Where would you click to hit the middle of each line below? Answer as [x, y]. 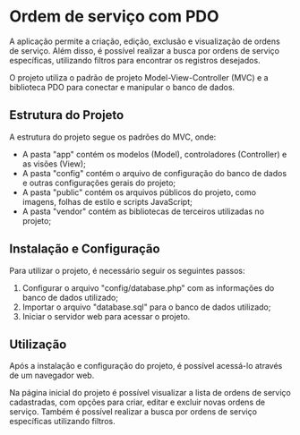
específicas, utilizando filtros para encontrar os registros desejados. [135, 60]
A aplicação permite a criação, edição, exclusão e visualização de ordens [145, 41]
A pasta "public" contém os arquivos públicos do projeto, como [139, 192]
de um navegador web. [52, 375]
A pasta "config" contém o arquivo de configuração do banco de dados [154, 173]
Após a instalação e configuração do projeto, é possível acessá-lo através [146, 366]
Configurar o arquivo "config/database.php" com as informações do [148, 287]
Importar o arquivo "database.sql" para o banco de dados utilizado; [146, 307]
